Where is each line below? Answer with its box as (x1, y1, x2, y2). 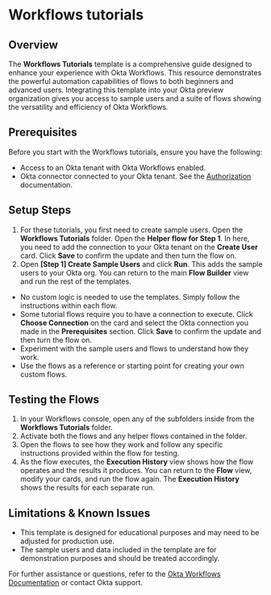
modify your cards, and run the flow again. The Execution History (19, 475, 240, 484)
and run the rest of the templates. (19, 276, 131, 286)
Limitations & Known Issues (8, 506, 151, 520)
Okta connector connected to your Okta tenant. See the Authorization (19, 171, 252, 181)
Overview (8, 38, 59, 52)
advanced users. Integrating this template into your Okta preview (8, 85, 224, 95)
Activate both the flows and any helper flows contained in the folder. (19, 431, 248, 441)
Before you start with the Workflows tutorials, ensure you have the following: (8, 147, 263, 157)
